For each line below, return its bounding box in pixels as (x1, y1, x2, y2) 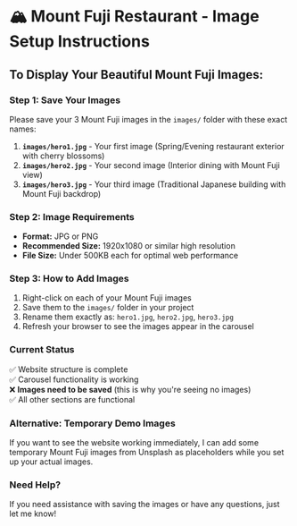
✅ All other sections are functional (9, 394, 136, 404)
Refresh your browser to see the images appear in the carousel (21, 321, 254, 332)
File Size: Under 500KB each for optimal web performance (21, 250, 239, 261)
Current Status (9, 344, 75, 356)
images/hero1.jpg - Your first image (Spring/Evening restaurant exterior (21, 140, 285, 151)
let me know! (9, 508, 57, 519)
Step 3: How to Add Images (9, 273, 129, 285)
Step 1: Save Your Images (9, 94, 121, 106)
